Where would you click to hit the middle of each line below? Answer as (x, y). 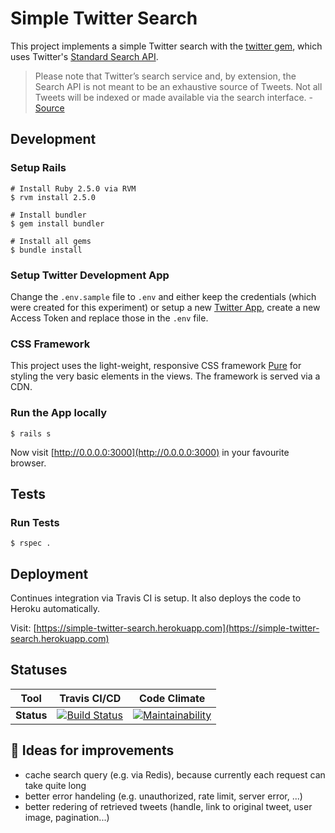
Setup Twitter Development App (90, 275)
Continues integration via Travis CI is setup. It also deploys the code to (156, 598)
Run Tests (35, 522)
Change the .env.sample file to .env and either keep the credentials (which (163, 296)
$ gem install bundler (57, 223)
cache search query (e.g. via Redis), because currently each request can (175, 774)
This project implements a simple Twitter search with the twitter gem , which (166, 46)
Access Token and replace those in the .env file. (109, 318)
